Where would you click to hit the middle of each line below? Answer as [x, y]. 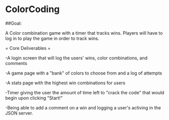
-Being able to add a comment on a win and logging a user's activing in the [83, 107]
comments [16, 63]
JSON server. [19, 113]
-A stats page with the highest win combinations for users [65, 83]
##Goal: [13, 23]
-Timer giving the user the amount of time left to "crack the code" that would [85, 92]
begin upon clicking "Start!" [34, 98]
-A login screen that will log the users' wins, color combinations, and [76, 58]
